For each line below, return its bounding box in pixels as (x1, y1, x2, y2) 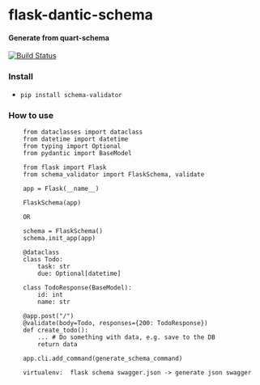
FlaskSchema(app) (23, 198, 82, 207)
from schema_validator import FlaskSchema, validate (23, 170, 205, 179)
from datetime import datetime (23, 135, 129, 143)
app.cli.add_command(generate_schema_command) (23, 354, 183, 362)
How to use (8, 109, 54, 121)
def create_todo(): (23, 326, 89, 334)
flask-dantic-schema (8, 6, 154, 24)
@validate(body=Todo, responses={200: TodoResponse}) (23, 319, 208, 327)
